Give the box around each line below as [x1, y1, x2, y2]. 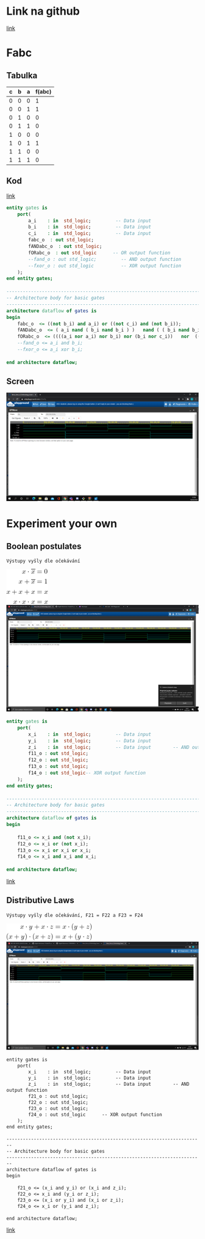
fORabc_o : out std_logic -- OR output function [28, 249, 171, 256]
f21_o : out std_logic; [28, 1094, 88, 1100]
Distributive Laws [6, 895, 74, 905]
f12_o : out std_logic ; [28, 757, 88, 763]
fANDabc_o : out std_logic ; [28, 243, 103, 249]
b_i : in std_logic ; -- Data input [28, 224, 151, 230]
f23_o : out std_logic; [28, 1106, 88, 1112]
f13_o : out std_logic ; [28, 764, 88, 770]
